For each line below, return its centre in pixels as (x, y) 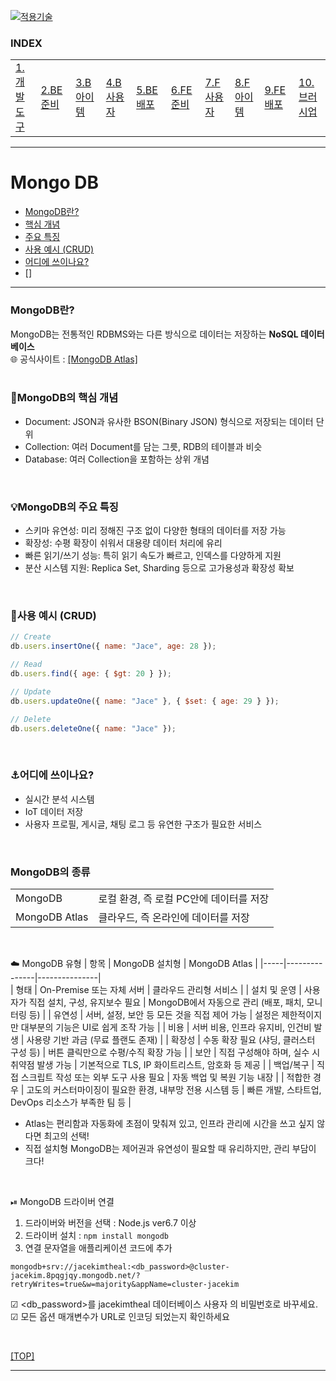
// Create (31, 637)
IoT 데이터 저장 (54, 811)
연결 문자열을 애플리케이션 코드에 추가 (98, 1248)
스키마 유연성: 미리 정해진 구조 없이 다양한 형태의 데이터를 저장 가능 (155, 531)
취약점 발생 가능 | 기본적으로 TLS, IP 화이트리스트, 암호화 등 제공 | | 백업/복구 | (162, 1065)
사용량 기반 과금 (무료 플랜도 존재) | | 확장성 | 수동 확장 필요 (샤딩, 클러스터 (171, 1040)
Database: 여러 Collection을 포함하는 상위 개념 (117, 459)
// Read (26, 665)
